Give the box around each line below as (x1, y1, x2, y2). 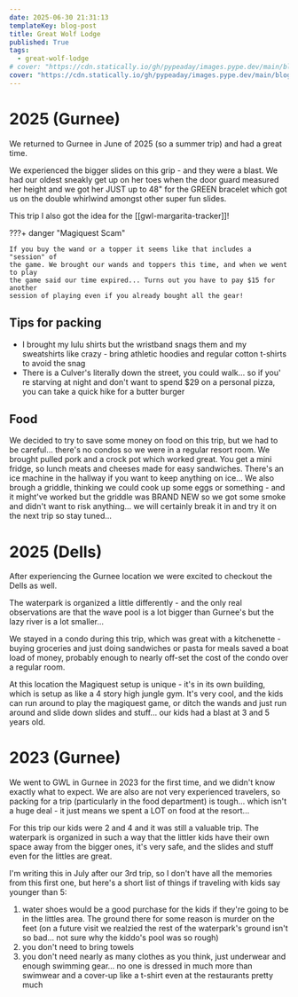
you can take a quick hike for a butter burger (21, 386, 185, 396)
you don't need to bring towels (21, 942, 135, 953)
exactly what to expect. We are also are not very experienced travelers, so (9, 787, 281, 797)
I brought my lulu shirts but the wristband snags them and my (21, 339, 247, 349)
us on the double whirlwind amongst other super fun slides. (9, 192, 227, 204)
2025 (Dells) (9, 542, 103, 561)
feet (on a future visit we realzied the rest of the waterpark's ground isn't (21, 923, 288, 934)
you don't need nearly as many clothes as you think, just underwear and (21, 951, 286, 962)
